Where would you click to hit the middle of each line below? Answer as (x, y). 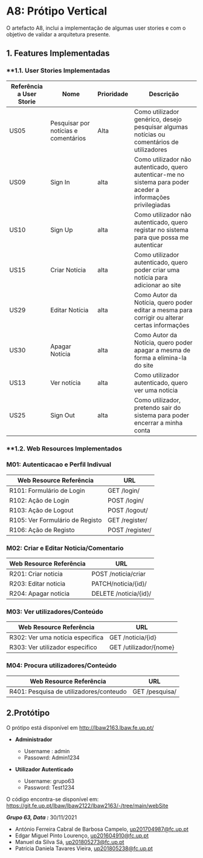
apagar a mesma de (162, 350)
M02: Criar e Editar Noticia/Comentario (65, 548)
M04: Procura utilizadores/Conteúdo (61, 665)
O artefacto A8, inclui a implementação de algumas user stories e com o (96, 28)
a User (27, 94)
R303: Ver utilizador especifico (53, 647)
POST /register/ (130, 530)
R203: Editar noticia (37, 584)
